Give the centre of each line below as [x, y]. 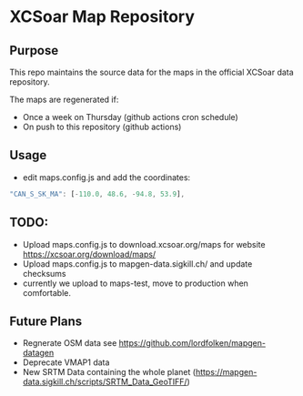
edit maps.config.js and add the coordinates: [106, 177]
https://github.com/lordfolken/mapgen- [192, 343]
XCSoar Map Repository [102, 17]
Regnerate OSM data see [70, 343]
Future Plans [46, 321]
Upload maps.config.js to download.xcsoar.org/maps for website [144, 244]
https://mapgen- [226, 372]
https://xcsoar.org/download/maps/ [89, 254]
